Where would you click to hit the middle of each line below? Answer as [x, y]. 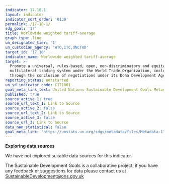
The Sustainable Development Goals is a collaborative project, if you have [81, 166]
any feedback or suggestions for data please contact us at [66, 171]
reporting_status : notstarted [37, 80]
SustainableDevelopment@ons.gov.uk [45, 176]
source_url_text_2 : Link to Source [43, 113]
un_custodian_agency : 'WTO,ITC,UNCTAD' [47, 47]
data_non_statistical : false [36, 127]
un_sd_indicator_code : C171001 [38, 85]
